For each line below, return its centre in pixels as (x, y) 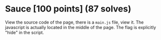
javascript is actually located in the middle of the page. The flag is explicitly (80, 27)
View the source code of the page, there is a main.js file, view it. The (74, 22)
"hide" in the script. (25, 32)
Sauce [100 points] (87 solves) (68, 9)
